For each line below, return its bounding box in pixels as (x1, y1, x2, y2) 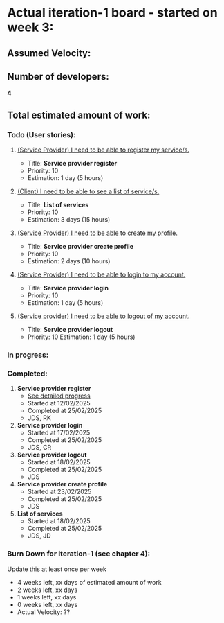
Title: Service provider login (27, 284, 109, 292)
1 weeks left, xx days (17, 593, 77, 601)
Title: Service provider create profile (27, 243, 133, 251)
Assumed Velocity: (7, 47, 91, 59)
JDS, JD (27, 532, 51, 540)
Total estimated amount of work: (7, 109, 151, 121)
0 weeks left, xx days (17, 600, 78, 608)
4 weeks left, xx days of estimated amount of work (17, 578, 162, 586)
